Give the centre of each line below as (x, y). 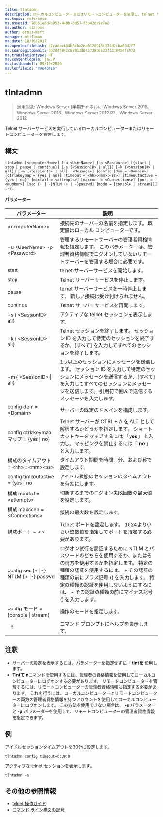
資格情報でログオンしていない (104, 254)
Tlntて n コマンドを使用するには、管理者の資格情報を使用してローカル (82, 675)
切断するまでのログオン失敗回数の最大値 (106, 493)
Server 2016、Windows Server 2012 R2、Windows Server (95, 113)
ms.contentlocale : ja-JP (30, 59)
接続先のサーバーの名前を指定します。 (103, 223)
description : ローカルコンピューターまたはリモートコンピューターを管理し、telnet (80, 14)
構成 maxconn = (26, 509)
